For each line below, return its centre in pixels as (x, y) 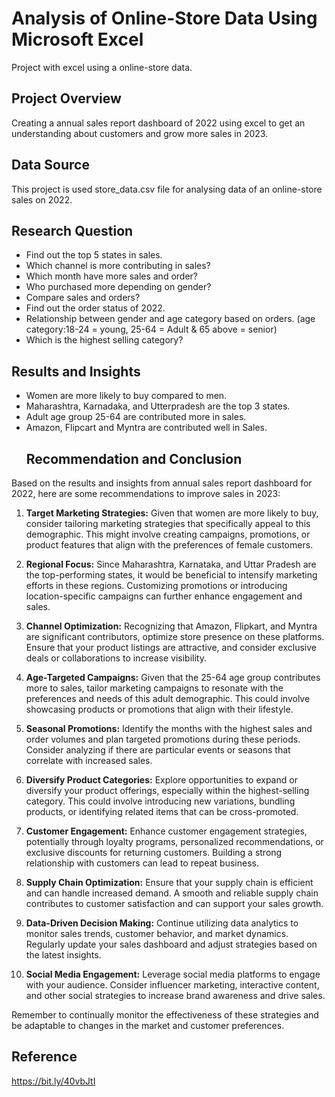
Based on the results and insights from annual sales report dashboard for (162, 483)
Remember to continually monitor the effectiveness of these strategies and (165, 1015)
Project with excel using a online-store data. (102, 67)
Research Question (72, 230)
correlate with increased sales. (89, 760)
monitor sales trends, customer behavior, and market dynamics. (157, 933)
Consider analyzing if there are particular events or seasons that (158, 750)
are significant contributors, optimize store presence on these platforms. (175, 636)
